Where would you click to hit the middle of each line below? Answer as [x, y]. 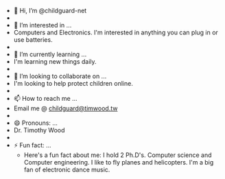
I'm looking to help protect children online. [73, 83]
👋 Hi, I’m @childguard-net [50, 11]
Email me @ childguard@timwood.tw [66, 108]
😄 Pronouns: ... [36, 123]
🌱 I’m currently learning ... [50, 54]
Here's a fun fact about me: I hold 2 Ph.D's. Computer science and [118, 155]
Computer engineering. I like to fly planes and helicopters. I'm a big [119, 162]
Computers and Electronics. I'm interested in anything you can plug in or [116, 32]
